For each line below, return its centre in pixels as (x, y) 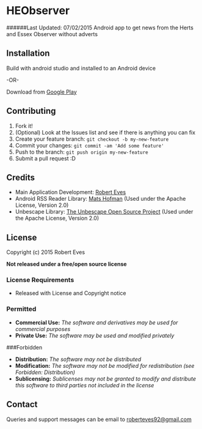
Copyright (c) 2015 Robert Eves (46, 252)
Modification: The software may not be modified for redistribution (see (105, 365)
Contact (22, 405)
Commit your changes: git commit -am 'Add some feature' (90, 145)
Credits (21, 177)
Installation (28, 54)
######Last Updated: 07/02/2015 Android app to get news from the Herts (100, 28)
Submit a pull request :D (45, 158)
